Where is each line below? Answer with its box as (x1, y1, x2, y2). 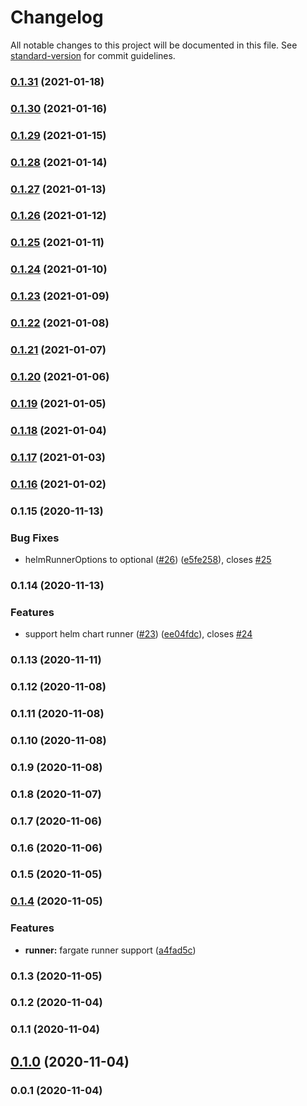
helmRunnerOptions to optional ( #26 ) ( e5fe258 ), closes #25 (24, 553, 272, 565)
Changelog (10, 6, 104, 29)
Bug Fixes (10, 531, 60, 545)
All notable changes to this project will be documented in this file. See (10, 39, 298, 51)
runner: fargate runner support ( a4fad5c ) (24, 944, 197, 956)
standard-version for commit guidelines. (10, 49, 176, 61)
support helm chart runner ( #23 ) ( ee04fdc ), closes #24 (24, 628, 253, 640)
